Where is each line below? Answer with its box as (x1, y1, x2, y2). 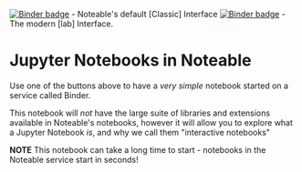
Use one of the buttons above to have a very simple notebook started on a (9, 80, 289, 91)
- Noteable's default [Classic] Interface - (71, 9, 286, 19)
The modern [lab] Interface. (9, 18, 114, 29)
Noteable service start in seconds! (9, 154, 139, 165)
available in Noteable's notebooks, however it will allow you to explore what (9, 116, 294, 127)
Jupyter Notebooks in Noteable (9, 50, 252, 71)
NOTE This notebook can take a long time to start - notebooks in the (9, 144, 266, 155)
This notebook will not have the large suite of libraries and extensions (9, 107, 271, 118)
